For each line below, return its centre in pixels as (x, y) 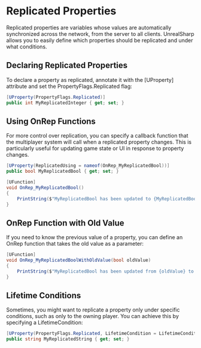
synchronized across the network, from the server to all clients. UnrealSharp (100, 33)
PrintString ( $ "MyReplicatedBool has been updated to (84, 199)
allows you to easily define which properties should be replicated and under (100, 40)
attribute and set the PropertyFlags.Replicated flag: (69, 86)
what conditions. (27, 47)
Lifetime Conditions (44, 296)
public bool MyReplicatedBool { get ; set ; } (63, 172)
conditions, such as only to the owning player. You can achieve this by (93, 316)
